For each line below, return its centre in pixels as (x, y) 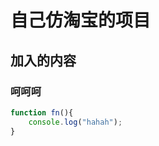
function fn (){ (42, 112)
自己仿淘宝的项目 (81, 20)
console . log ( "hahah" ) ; (75, 122)
